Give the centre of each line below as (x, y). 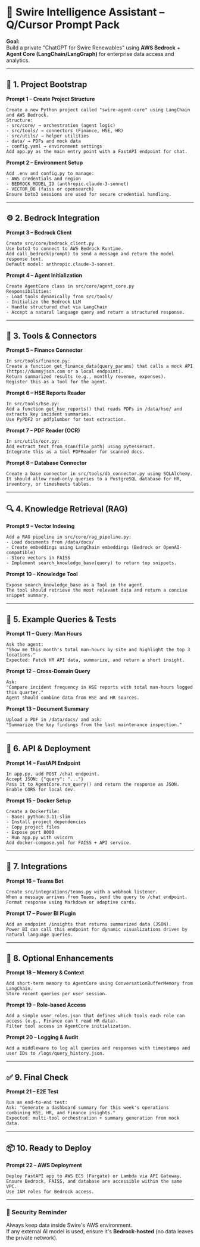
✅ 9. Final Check (37, 1077)
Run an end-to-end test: (37, 1103)
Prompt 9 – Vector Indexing (40, 526)
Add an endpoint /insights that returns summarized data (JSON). (89, 924)
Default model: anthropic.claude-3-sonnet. (61, 264)
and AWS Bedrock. (28, 115)
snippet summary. (28, 596)
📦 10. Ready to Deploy (49, 1148)
